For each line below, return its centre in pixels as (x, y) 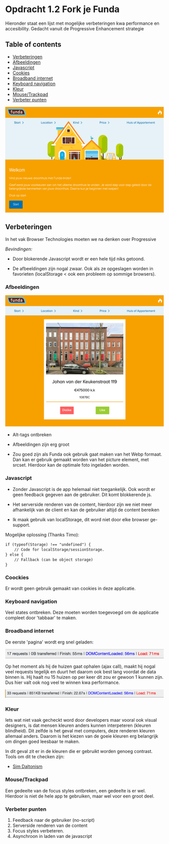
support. (21, 525)
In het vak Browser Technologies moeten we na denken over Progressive (81, 239)
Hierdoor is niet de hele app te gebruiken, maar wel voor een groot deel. (80, 796)
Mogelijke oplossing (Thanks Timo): (42, 534)
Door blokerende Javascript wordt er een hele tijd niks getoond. (78, 259)
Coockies (17, 577)
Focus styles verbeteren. (38, 831)
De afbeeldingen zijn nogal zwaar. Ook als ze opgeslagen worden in (83, 268)
